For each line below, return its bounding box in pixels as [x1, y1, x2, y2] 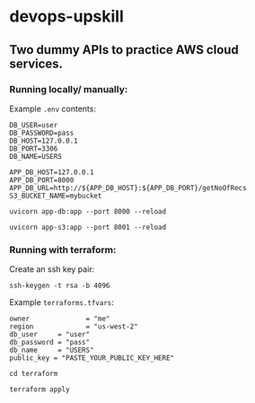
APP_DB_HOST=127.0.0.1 [9, 168, 94, 177]
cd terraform [9, 370, 58, 379]
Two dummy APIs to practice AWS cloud [9, 42, 240, 57]
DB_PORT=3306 [9, 144, 58, 153]
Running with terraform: [9, 243, 117, 256]
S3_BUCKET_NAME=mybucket [9, 191, 102, 200]
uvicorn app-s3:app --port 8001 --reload [9, 223, 167, 232]
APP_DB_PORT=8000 [9, 175, 75, 185]
